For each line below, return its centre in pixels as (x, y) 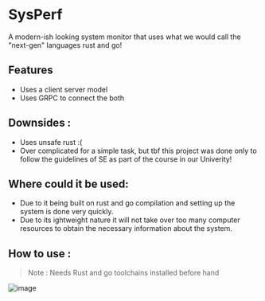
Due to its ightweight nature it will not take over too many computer (130, 220)
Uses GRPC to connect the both (72, 98)
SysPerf (35, 15)
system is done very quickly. (66, 212)
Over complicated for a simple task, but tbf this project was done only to (138, 150)
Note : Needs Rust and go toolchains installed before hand (123, 273)
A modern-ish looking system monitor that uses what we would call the (125, 37)
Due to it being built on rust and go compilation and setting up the (127, 203)
